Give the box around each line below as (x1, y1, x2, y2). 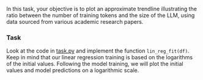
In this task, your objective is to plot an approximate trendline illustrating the (6, 5, 197, 12)
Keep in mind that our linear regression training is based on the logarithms (6, 54, 193, 61)
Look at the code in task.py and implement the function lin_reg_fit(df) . (6, 47, 190, 54)
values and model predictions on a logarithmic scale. (6, 67, 139, 74)
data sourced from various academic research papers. (6, 18, 144, 25)
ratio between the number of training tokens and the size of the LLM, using (6, 12, 195, 19)
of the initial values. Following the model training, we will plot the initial (6, 60, 183, 68)
